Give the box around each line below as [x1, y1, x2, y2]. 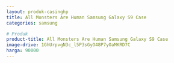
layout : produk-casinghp [6, 8, 69, 15]
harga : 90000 [6, 47, 39, 54]
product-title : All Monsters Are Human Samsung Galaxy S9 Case [6, 37, 169, 43]
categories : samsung [6, 20, 58, 26]
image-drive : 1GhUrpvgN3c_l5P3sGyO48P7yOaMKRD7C [6, 42, 131, 48]
